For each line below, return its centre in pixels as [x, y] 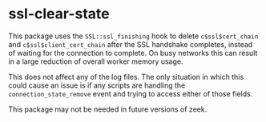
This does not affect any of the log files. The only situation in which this [126, 77]
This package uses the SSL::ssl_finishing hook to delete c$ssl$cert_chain [133, 36]
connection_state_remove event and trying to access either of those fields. [131, 93]
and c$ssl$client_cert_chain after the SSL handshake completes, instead [131, 44]
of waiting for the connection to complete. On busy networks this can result [133, 53]
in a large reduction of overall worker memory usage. [96, 61]
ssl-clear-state [59, 14]
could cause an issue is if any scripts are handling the [97, 85]
